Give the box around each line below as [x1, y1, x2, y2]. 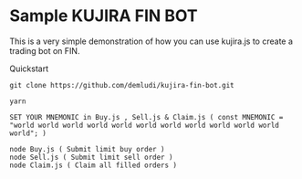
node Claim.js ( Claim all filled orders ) [9, 161, 178, 170]
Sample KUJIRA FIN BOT [9, 5, 198, 26]
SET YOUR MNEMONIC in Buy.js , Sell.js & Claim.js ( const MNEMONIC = [9, 112, 284, 121]
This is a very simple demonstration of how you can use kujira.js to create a [9, 36, 294, 47]
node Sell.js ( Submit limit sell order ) [9, 153, 173, 162]
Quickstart [9, 63, 49, 74]
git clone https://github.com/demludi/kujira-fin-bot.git [9, 80, 234, 89]
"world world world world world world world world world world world [9, 121, 280, 130]
